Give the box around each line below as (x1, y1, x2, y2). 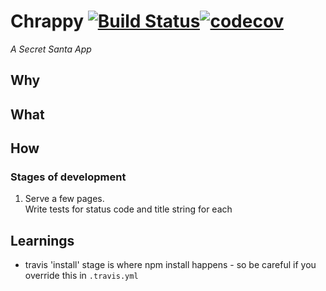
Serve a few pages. (24, 193, 105, 205)
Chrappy (10, 10, 85, 33)
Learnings (10, 232, 75, 249)
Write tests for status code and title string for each (24, 203, 233, 215)
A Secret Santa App (10, 43, 92, 55)
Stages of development (10, 170, 127, 184)
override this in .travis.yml (24, 270, 139, 282)
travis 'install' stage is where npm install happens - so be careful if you (24, 259, 317, 271)
